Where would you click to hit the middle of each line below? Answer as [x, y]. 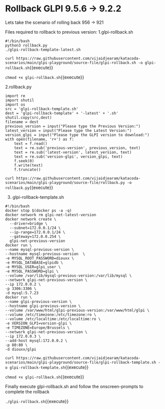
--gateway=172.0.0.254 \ [35, 236]
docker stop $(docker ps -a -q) [38, 210]
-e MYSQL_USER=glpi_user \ [33, 267]
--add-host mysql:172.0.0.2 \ [36, 341]
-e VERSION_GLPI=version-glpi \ [38, 323]
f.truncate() [27, 170]
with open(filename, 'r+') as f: [40, 139]
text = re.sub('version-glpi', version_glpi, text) [68, 157]
